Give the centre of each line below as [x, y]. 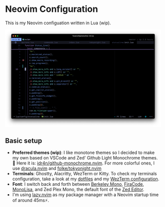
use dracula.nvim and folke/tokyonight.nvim [57, 168]
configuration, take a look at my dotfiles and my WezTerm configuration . [86, 179]
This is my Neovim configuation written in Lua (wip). [58, 23]
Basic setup [24, 140]
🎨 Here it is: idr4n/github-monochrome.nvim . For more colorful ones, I [83, 163]
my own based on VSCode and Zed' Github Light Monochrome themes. [85, 158]
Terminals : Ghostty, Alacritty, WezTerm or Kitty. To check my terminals [84, 174]
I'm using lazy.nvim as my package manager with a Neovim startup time [85, 195]
